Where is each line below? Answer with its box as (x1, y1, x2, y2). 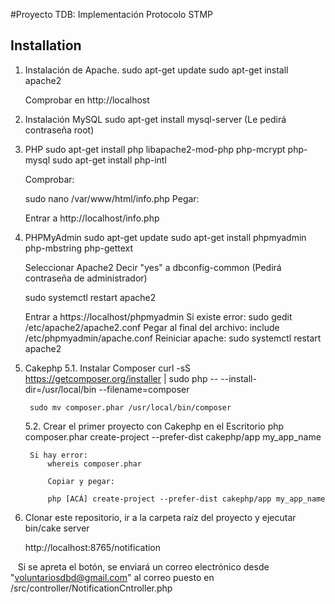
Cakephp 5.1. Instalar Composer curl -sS (24, 362, 192, 374)
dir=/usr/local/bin (24, 383, 97, 395)
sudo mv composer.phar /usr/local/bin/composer (29, 402, 232, 413)
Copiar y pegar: (47, 476, 115, 486)
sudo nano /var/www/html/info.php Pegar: (24, 192, 200, 204)
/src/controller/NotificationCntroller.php (10, 582, 173, 594)
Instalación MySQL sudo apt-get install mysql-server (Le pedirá (24, 113, 287, 125)
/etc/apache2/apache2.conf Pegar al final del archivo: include (24, 321, 280, 333)
